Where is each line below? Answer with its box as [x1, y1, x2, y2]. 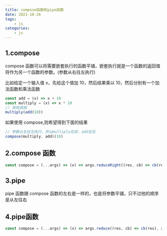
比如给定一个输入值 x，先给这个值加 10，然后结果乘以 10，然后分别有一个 [5, 79, 156, 85]
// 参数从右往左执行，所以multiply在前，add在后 [5, 129, 96, 135]
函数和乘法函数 [9, 86, 40, 92]
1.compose [5, 49, 40, 57]
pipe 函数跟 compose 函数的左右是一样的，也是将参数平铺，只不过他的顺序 [5, 190, 159, 196]
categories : [5, 26, 30, 31]
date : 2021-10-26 [5, 12, 41, 17]
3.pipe [5, 177, 26, 185]
